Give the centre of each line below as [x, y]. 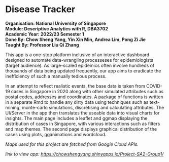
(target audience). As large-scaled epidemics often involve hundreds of [80, 65]
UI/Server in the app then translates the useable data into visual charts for [82, 113]
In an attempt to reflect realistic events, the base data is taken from [75, 86]
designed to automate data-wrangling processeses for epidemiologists [79, 60]
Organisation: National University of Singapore [56, 23]
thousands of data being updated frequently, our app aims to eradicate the [83, 71]
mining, [13, 107]
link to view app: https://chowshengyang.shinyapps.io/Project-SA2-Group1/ [84, 154]
